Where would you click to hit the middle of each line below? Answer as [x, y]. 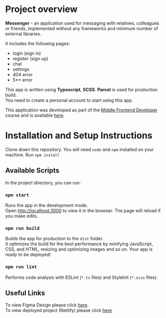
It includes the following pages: [38, 43]
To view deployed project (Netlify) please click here [59, 310]
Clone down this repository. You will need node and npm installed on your [80, 149]
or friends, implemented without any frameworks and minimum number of [82, 28]
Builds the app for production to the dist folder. [54, 239]
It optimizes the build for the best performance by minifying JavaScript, [79, 244]
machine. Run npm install [32, 154]
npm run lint [21, 267]
